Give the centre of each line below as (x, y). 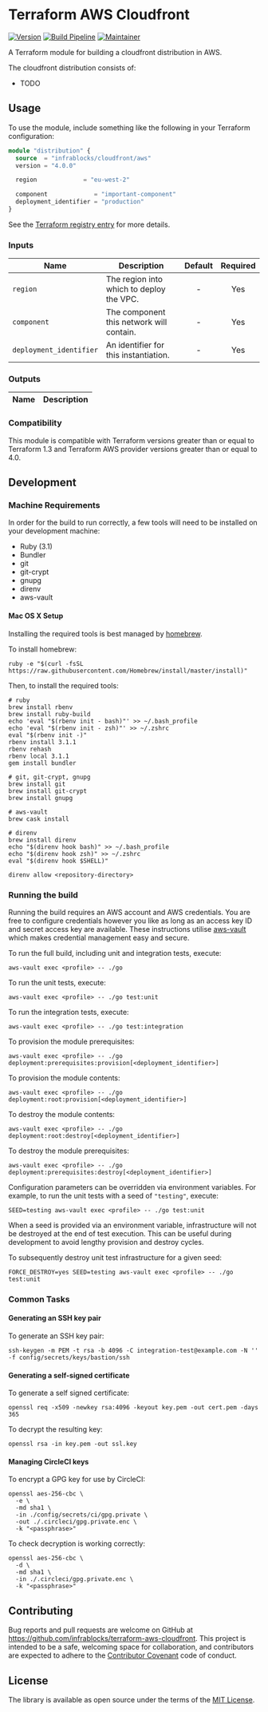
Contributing (41, 1611)
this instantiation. (138, 355)
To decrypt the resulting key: (55, 1429)
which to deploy (136, 289)
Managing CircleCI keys (49, 1461)
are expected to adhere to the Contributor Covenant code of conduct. (122, 1655)
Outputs (25, 379)
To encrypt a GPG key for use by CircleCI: (77, 1480)
